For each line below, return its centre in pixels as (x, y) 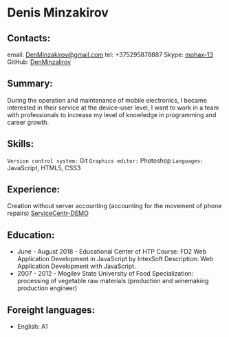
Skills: (21, 144)
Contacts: (29, 38)
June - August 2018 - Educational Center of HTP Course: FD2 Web (112, 252)
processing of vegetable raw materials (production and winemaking (113, 281)
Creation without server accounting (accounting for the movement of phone (115, 206)
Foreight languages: (51, 310)
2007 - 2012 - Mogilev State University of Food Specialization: (105, 274)
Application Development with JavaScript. (76, 266)
